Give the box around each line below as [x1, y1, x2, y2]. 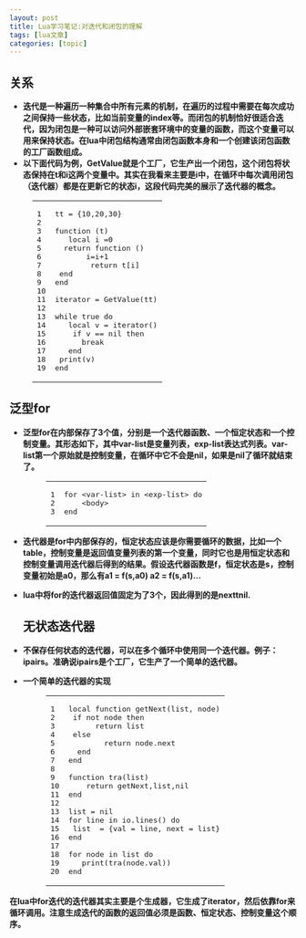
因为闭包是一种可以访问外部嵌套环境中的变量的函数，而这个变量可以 [38, 124, 294, 135]
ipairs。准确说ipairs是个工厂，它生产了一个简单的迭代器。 [22, 656, 243, 667]
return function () [63, 244, 145, 254]
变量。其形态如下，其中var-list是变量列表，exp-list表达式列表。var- [30, 438, 289, 449]
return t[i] [90, 261, 140, 270]
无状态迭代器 [22, 619, 96, 634]
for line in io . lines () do [67, 815, 180, 825]
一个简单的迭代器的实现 [22, 675, 111, 686]
